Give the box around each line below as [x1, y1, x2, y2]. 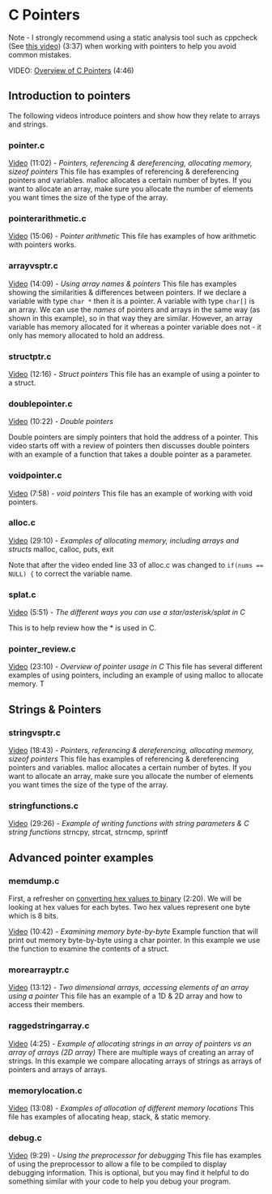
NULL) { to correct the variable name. [8, 569, 133, 578]
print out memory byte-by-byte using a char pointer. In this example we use [8, 936, 261, 945]
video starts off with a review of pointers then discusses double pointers [8, 441, 250, 451]
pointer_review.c [8, 643, 76, 655]
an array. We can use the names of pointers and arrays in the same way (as [8, 305, 261, 314]
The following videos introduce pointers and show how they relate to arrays [8, 110, 261, 120]
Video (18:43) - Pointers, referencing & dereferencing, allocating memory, [8, 746, 255, 755]
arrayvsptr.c [8, 260, 58, 271]
